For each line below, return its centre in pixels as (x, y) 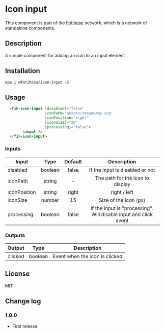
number (50, 200)
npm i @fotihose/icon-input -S (37, 82)
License (17, 274)
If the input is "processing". (122, 208)
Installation (23, 71)
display (122, 184)
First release (25, 326)
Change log (23, 301)
